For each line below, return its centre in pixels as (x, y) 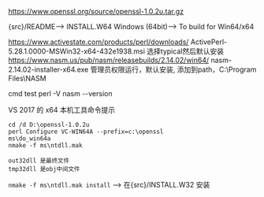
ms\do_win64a (30, 139)
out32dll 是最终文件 (39, 161)
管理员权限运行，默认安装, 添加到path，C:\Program (173, 69)
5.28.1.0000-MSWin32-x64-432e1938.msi (77, 51)
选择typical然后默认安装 (186, 51)
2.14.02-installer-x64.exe (48, 69)
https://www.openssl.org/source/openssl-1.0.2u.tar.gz (96, 11)
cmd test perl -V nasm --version (60, 93)
